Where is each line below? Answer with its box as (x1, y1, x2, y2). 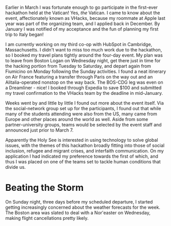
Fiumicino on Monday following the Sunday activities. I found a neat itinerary (5, 68, 166, 74)
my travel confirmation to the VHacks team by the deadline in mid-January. (5, 90, 163, 96)
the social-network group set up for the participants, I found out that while (5, 106, 161, 111)
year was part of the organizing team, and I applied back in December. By (5, 20, 160, 27)
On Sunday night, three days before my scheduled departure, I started (5, 198, 153, 205)
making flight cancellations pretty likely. (5, 215, 89, 221)
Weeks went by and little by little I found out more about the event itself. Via (5, 100, 164, 106)
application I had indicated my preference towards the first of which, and (5, 153, 158, 159)
